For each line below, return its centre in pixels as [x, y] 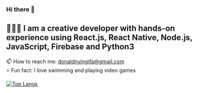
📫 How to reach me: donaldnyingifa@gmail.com [65, 61]
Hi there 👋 [21, 9]
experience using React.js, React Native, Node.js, [99, 38]
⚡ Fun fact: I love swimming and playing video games [71, 70]
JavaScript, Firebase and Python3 [70, 47]
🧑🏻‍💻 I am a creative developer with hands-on [91, 29]
